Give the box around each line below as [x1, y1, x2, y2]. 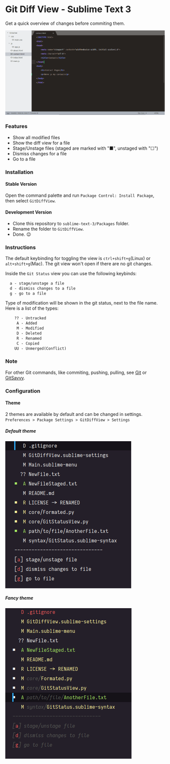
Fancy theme [5, 595, 34, 601]
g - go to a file [10, 291, 47, 296]
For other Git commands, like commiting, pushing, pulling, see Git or [5, 369, 147, 375]
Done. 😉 [12, 231, 31, 237]
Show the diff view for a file [12, 140, 70, 146]
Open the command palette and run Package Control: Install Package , [5, 192, 154, 198]
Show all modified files [12, 134, 60, 140]
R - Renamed [16, 336, 42, 341]
